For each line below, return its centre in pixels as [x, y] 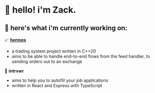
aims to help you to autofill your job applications [60, 80]
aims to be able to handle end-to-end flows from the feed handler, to [81, 56]
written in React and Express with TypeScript [57, 85]
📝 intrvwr [14, 71]
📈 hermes [15, 40]
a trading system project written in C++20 [54, 51]
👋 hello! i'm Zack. [40, 10]
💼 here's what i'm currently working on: [66, 28]
